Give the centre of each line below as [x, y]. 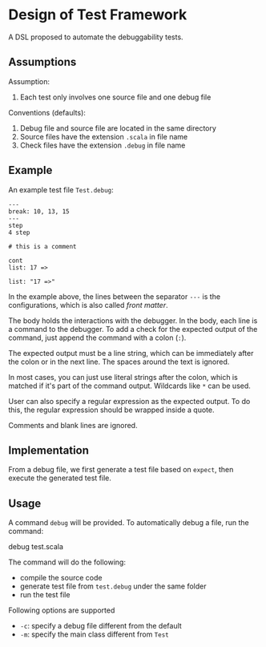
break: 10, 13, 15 [39, 211]
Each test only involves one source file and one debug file [115, 97]
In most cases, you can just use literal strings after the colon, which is [123, 377]
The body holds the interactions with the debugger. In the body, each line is [133, 320]
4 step [19, 233]
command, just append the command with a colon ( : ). [97, 338]
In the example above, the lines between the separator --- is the [115, 296]
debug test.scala [36, 547]
